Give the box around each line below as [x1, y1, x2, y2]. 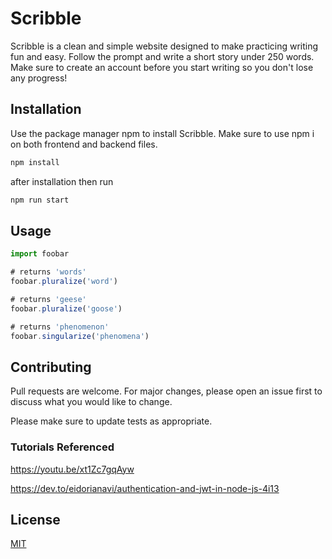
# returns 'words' [10, 267, 87, 277]
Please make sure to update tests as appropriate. [10, 415, 213, 427]
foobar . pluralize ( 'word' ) [10, 277, 118, 287]
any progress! [10, 72, 68, 84]
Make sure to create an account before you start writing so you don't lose [10, 61, 314, 73]
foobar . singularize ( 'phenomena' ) [10, 331, 150, 341]
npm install [10, 157, 60, 167]
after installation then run [10, 175, 114, 187]
